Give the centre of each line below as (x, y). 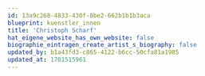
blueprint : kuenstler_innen (54, 23)
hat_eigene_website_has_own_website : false (81, 38)
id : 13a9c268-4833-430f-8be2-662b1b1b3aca (79, 15)
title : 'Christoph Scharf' (52, 30)
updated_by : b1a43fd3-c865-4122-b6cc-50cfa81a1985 (93, 52)
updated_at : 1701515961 (47, 60)
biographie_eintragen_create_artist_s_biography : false (102, 45)
